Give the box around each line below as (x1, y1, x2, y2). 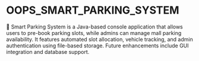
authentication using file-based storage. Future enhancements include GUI (6, 42, 189, 49)
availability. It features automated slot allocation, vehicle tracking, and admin (6, 36, 193, 43)
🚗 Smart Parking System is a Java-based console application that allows (6, 23, 183, 30)
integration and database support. (6, 48, 90, 55)
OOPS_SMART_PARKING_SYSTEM (6, 4, 179, 17)
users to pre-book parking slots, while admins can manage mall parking (6, 29, 182, 36)
